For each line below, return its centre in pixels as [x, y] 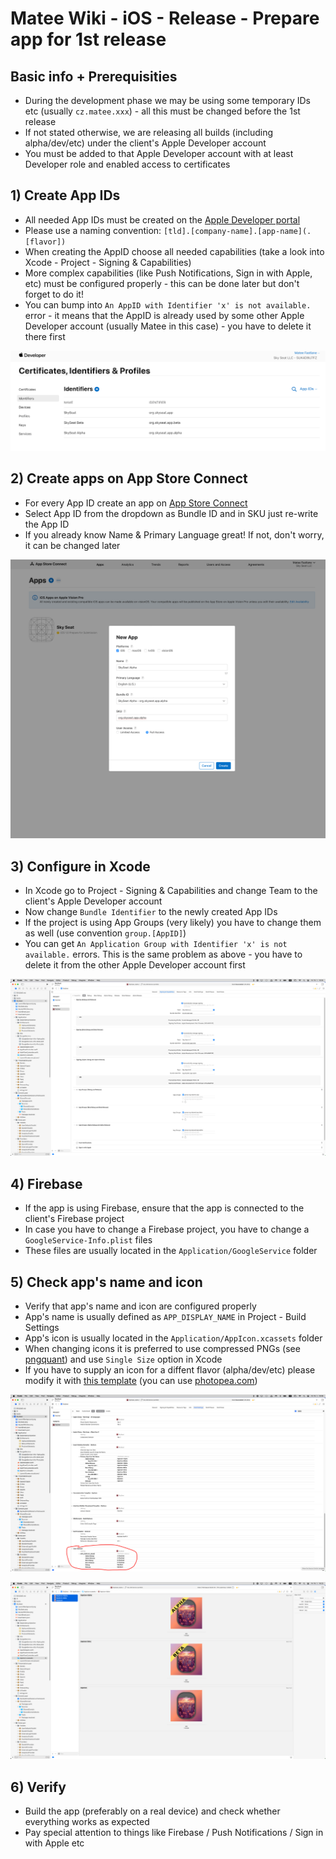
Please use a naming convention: [93, 230]
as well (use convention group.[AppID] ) [105, 933]
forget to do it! [54, 294]
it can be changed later [72, 545]
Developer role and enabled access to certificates [127, 164]
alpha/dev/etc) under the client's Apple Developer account [145, 143]
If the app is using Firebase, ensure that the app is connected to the [164, 1208]
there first [45, 336]
